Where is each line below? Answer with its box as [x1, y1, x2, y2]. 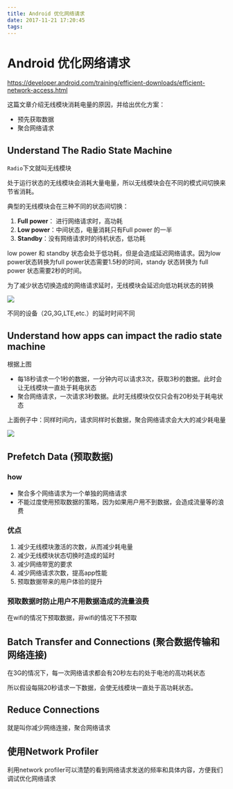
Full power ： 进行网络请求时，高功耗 [17, 217, 123, 225]
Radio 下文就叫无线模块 [7, 164, 71, 173]
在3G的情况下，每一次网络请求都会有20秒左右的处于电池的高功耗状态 [7, 669, 206, 677]
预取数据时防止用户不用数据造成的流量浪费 [7, 596, 150, 606]
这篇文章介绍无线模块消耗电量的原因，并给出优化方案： [7, 100, 165, 109]
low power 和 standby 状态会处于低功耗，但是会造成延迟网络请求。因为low [7, 249, 221, 257]
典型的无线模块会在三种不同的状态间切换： [7, 202, 129, 211]
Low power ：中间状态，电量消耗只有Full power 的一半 [17, 225, 173, 234]
